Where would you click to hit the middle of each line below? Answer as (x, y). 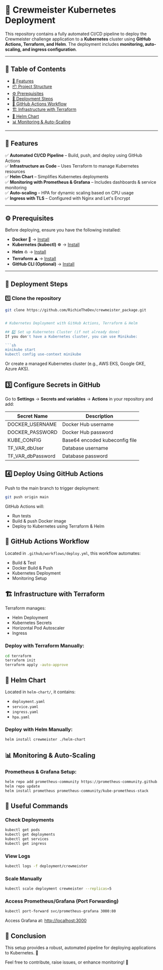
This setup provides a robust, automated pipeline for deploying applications (81, 948)
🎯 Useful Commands (37, 806)
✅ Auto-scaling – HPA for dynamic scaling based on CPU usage (69, 192)
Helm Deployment (30, 618)
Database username (85, 448)
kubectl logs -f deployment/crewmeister (47, 866)
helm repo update (23, 786)
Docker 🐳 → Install (31, 239)
